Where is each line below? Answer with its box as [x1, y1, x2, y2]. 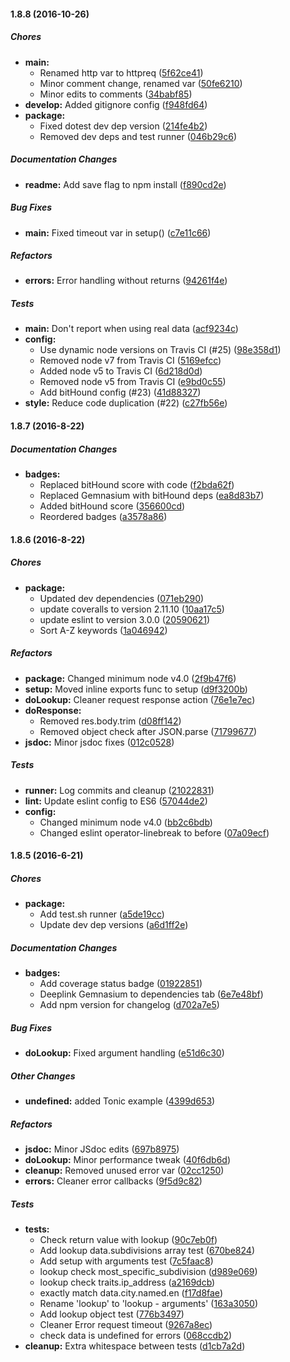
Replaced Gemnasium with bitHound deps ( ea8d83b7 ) [39, 490, 265, 501]
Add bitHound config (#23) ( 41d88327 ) [39, 386, 202, 399]
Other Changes [10, 1070, 76, 1082]
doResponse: [24, 704, 82, 716]
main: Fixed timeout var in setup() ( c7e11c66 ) [24, 226, 212, 239]
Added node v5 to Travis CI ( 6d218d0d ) [39, 365, 203, 377]
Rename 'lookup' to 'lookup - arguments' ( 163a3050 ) [39, 1297, 259, 1309]
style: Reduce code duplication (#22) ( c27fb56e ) [24, 397, 228, 409]
